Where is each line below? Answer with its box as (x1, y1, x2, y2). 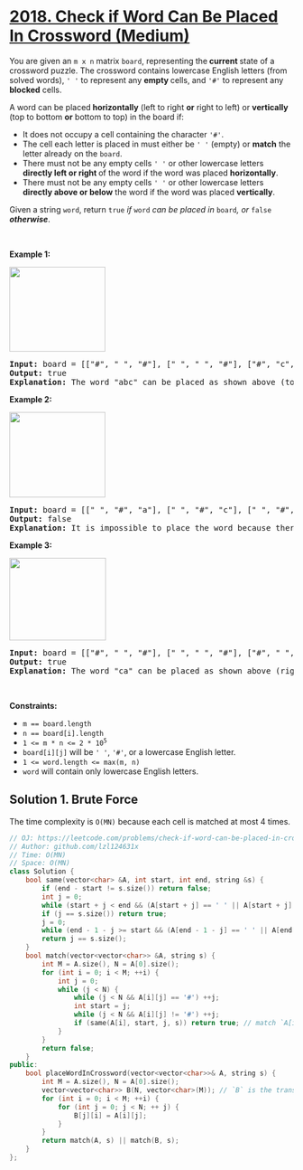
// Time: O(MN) (9, 850, 67, 860)
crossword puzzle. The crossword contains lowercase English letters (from (9, 65, 288, 76)
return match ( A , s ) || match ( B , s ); (41, 1137, 179, 1146)
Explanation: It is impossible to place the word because (9, 523, 271, 533)
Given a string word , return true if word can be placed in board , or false (9, 203, 272, 214)
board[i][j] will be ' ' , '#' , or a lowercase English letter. (22, 746, 236, 757)
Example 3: (9, 540, 52, 551)
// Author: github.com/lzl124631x (9, 842, 140, 851)
